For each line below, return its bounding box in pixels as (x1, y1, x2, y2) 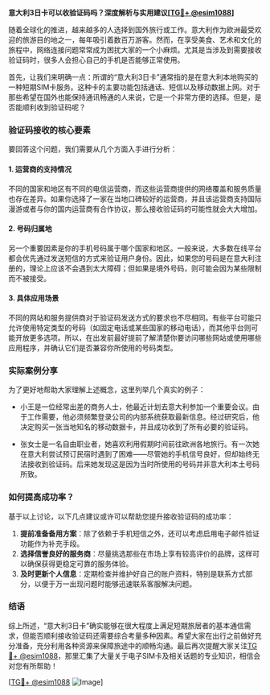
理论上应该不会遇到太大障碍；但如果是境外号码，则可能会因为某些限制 (29, 263, 262, 273)
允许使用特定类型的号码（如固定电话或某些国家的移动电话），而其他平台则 (8, 322, 252, 333)
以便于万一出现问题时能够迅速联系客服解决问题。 (34, 579, 197, 589)
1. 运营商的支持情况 (8, 164, 72, 174)
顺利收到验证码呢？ (22, 102, 86, 112)
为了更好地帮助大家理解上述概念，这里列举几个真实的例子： (8, 385, 206, 395)
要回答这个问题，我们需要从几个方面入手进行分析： (8, 144, 178, 154)
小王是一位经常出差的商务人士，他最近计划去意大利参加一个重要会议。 (19, 402, 253, 412)
